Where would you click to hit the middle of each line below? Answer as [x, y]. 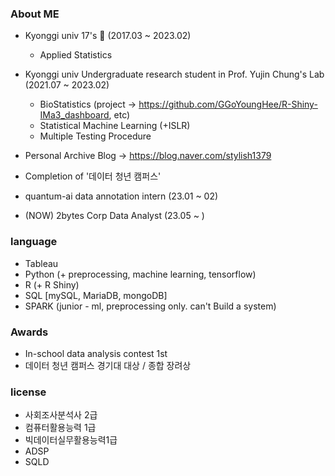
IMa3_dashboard [74, 115]
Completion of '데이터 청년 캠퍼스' [93, 176]
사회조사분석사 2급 [61, 415]
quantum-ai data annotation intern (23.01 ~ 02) [121, 196]
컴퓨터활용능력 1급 [60, 428]
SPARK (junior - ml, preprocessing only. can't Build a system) [150, 306]
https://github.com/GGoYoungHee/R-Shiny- [228, 104]
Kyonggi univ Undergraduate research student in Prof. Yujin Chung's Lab [174, 74]
